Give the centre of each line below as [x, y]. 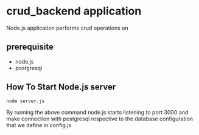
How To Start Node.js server [61, 87]
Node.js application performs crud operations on [68, 28]
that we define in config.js [39, 125]
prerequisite [30, 47]
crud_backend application [74, 11]
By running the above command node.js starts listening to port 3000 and [97, 112]
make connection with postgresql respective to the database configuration [100, 119]
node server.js [26, 101]
